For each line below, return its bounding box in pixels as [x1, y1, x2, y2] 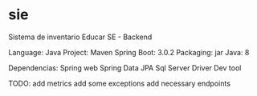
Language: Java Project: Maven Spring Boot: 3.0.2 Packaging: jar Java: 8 [8, 47, 250, 57]
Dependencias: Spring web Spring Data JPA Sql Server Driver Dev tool [8, 62, 242, 73]
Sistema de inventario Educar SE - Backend [8, 32, 153, 42]
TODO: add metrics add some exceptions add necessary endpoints [8, 78, 231, 88]
